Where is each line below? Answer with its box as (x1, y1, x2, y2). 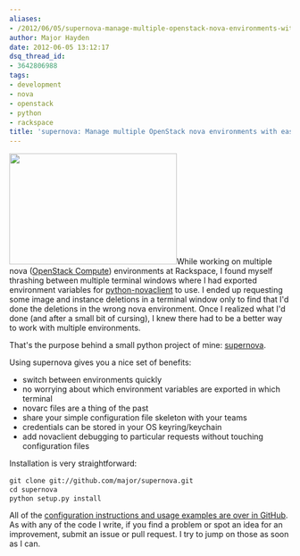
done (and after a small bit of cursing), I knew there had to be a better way (9, 313, 283, 324)
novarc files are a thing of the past (21, 402, 149, 414)
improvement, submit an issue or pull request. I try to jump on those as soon (9, 529, 289, 540)
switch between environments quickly (21, 375, 162, 386)
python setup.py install (9, 494, 102, 503)
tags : (9, 71, 29, 80)
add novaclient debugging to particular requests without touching (21, 431, 263, 442)
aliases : (9, 14, 42, 23)
